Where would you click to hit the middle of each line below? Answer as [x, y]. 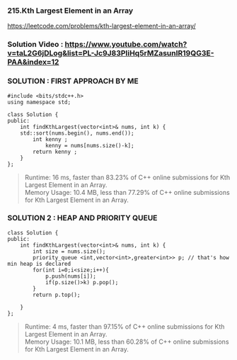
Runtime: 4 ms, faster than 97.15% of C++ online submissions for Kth [125, 326]
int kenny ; [51, 139]
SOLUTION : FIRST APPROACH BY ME [73, 81]
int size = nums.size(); [69, 251]
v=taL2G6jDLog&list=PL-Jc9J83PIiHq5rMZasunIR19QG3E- [111, 53]
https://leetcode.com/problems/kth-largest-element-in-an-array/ [102, 26]
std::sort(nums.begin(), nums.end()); [77, 133]
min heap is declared [39, 264]
